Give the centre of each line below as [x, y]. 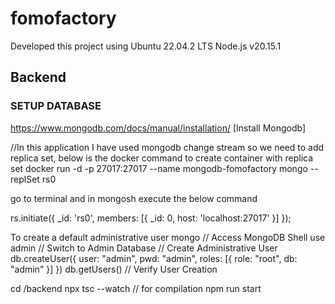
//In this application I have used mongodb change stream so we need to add [167, 147]
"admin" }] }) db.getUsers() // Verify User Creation [114, 269]
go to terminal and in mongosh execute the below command [134, 198]
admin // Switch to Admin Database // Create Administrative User [144, 248]
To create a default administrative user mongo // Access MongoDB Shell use [168, 237]
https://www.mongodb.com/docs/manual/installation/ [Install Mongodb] [158, 128]
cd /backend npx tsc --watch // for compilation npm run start [136, 288]
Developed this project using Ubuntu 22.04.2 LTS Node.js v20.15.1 [146, 46]
